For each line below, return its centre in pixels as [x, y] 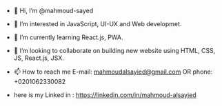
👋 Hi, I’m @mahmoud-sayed [53, 11]
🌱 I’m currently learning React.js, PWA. [68, 37]
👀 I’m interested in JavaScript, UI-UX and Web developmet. [98, 24]
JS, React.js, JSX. [39, 58]
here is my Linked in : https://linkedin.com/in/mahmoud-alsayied [105, 95]
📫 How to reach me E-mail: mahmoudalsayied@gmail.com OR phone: [113, 72]
